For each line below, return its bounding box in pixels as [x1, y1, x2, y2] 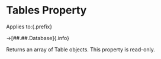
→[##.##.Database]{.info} [6, 34, 70, 41]
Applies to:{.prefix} [6, 23, 52, 30]
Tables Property [6, 4, 87, 17]
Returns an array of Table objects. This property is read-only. [6, 45, 156, 53]
